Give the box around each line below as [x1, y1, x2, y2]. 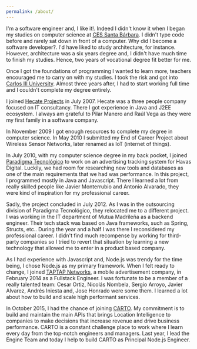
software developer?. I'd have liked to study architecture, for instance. [6, 44, 176, 51]
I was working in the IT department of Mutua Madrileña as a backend [6, 213, 173, 220]
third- [167, 232, 182, 239]
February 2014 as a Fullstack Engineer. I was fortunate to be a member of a [6, 274, 188, 281]
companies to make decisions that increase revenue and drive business [6, 317, 180, 324]
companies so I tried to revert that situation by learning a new [20, 238, 169, 245]
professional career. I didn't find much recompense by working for [6, 232, 166, 239]
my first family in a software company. [6, 116, 99, 124]
